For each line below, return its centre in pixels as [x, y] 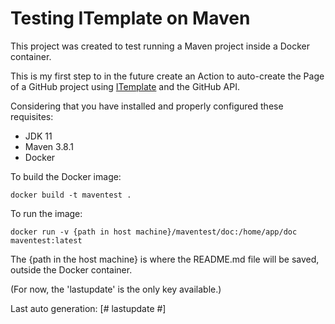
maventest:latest [46, 240]
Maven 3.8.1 [49, 146]
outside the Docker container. [71, 269]
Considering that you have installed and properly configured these [147, 106]
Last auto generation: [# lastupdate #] [88, 308]
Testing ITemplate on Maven [130, 18]
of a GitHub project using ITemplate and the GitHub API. [125, 86]
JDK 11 [38, 136]
